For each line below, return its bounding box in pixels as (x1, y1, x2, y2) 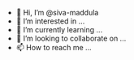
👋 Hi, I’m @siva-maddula (15, 8, 99, 17)
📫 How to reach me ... (15, 43, 92, 52)
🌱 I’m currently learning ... (15, 25, 103, 34)
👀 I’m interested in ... (15, 16, 85, 26)
